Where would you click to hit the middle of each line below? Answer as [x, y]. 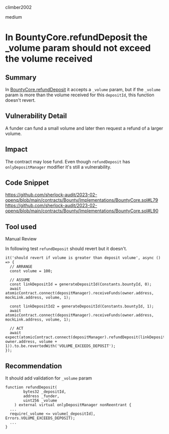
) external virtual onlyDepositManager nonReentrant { [73, 405]
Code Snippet [27, 183]
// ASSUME [20, 280]
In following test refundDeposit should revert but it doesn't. [66, 249]
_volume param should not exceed [78, 48]
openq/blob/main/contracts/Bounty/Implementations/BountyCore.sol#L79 [82, 200]
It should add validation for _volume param [49, 378]
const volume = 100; [31, 271]
